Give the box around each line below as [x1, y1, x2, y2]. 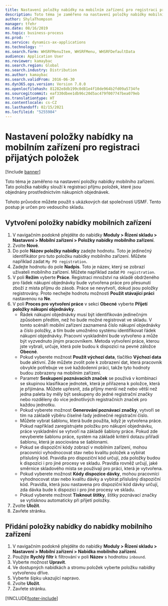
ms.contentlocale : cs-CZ [5, 100, 57, 105]
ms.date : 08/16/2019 [5, 26, 48, 31]
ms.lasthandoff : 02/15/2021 [5, 105, 64, 110]
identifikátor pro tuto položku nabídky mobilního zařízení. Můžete [12, 253, 146, 259]
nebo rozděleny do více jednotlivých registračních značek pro [19, 396, 147, 402]
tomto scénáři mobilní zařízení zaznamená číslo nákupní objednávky [19, 322, 161, 328]
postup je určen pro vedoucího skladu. [5, 204, 85, 210]
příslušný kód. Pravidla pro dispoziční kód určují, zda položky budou [19, 455, 160, 461]
